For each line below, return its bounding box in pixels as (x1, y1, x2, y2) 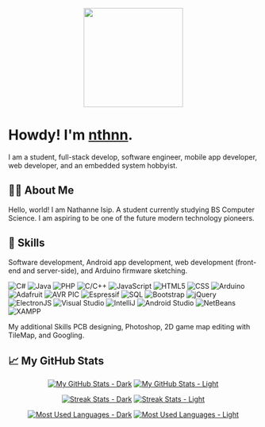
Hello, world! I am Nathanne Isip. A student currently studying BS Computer (8, 205, 255, 214)
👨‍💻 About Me (8, 183, 75, 198)
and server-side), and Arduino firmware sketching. (22, 266, 188, 275)
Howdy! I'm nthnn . (8, 126, 133, 144)
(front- (235, 257, 257, 267)
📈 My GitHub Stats (8, 354, 105, 367)
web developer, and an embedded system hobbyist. (8, 160, 178, 170)
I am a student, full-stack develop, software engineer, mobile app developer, (8, 152, 258, 162)
